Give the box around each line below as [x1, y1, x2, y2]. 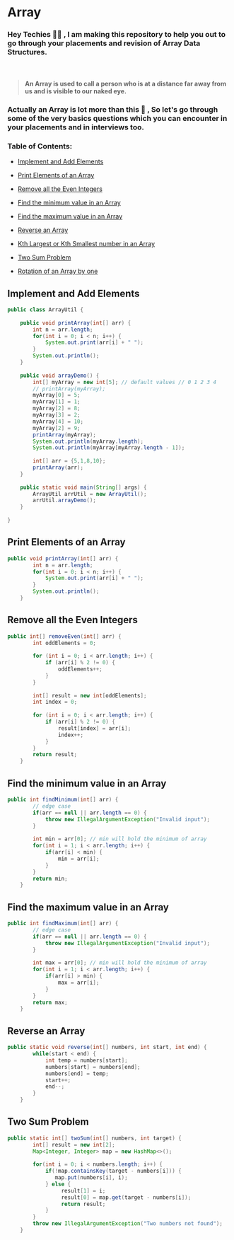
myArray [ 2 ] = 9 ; [33, 424, 81, 431]
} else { [45, 1181, 71, 1188]
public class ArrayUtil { [7, 306, 83, 313]
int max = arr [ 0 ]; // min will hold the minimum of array [33, 959, 207, 966]
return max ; [33, 999, 69, 1006]
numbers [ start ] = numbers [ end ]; [45, 1063, 141, 1070]
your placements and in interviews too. [7, 122, 145, 132]
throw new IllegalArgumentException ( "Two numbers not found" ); [33, 1220, 223, 1227]
